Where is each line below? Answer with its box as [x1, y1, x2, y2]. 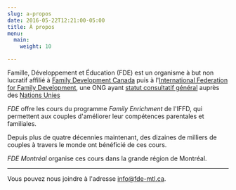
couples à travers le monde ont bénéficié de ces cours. [7, 141, 167, 148]
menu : [7, 30, 23, 37]
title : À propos [7, 23, 55, 30]
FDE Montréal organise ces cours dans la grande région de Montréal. [7, 154, 207, 163]
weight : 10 [20, 43, 52, 50]
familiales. [7, 120, 37, 127]
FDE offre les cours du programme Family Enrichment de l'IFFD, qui [7, 105, 202, 113]
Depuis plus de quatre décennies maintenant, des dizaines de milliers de [7, 133, 217, 141]
